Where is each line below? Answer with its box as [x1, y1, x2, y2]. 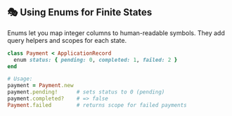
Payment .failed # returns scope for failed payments [7, 101, 188, 108]
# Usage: [7, 75, 33, 83]
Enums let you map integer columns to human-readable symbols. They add [7, 28, 225, 37]
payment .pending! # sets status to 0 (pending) [7, 89, 165, 96]
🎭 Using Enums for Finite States [7, 6, 153, 18]
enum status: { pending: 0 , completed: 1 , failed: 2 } [13, 56, 178, 63]
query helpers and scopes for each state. [7, 36, 127, 44]
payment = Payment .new [7, 82, 74, 89]
